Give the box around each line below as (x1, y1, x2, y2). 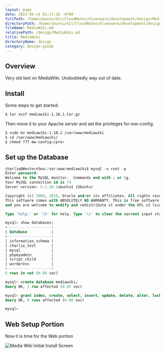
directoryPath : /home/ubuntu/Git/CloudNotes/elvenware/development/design (5, 21, 162, 26)
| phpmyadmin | (5, 252, 54, 257)
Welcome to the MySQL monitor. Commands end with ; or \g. (5, 175, 131, 180)
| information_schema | (5, 238, 54, 244)
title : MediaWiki (5, 35, 41, 40)
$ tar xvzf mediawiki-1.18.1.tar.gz (5, 112, 80, 117)
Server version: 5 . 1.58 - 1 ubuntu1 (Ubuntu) (5, 185, 93, 190)
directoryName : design (5, 39, 52, 44)
